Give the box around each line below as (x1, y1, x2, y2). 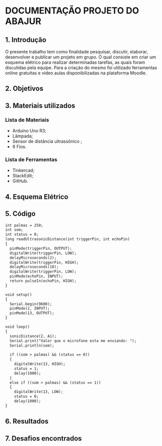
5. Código (5, 210, 36, 218)
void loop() (5, 325, 30, 330)
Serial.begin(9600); (9, 301, 52, 307)
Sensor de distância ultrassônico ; (12, 138, 82, 144)
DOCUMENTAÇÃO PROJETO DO (5, 5, 139, 16)
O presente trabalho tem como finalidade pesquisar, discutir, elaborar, (5, 49, 148, 54)
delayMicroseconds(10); (9, 265, 59, 270)
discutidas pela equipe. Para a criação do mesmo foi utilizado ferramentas (5, 65, 158, 70)
